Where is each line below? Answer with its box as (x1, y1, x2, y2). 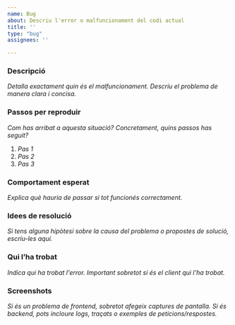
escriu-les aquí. (7, 235, 53, 243)
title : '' (7, 23, 37, 30)
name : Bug (7, 10, 37, 18)
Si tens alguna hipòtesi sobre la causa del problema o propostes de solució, (7, 227, 229, 235)
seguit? (7, 131, 29, 139)
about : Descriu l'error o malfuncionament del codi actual (7, 17, 185, 24)
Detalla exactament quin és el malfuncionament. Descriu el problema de (7, 82, 218, 90)
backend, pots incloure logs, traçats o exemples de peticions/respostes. (7, 309, 217, 318)
